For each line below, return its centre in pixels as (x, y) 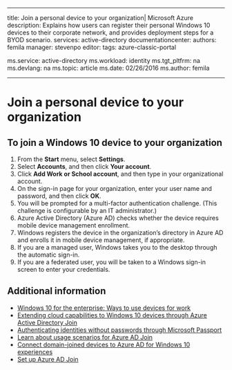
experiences (35, 352)
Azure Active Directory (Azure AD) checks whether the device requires (118, 218)
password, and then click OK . (59, 196)
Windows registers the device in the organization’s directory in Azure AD (120, 233)
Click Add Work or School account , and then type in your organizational (120, 174)
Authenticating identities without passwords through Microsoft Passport (119, 330)
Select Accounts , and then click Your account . (84, 166)
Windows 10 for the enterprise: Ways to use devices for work (104, 308)
